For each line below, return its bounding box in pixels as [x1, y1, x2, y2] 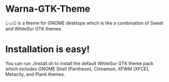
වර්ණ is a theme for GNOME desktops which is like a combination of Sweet [5, 20, 164, 26]
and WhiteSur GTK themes [5, 25, 61, 32]
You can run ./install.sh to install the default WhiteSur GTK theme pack [5, 60, 154, 66]
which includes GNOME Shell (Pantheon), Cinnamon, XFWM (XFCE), [5, 66, 150, 72]
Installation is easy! [5, 44, 90, 55]
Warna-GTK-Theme [5, 3, 91, 15]
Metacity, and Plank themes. [5, 71, 66, 77]
